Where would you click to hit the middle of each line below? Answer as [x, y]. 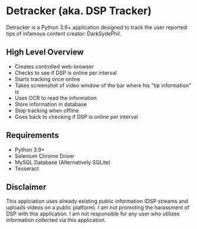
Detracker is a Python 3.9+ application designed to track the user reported [97, 27]
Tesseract [27, 168]
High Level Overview [45, 52]
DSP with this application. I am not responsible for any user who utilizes [93, 214]
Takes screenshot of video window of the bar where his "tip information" [103, 85]
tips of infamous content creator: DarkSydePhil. [64, 33]
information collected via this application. [56, 220]
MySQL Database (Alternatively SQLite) [63, 162]
